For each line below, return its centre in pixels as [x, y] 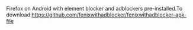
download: [19, 15]
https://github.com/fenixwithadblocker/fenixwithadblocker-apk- [109, 15]
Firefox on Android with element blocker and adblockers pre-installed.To [94, 9]
